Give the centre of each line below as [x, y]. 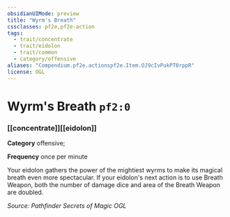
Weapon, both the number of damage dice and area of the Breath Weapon [114, 184]
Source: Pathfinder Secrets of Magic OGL [67, 205]
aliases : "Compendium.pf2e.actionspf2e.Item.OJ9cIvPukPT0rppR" [101, 65]
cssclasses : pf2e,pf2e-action [51, 26]
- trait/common [36, 53]
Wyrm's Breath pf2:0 [69, 106]
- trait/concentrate [43, 40]
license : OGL [26, 72]
